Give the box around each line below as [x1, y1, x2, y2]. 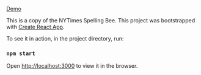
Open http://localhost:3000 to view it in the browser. [6, 62, 138, 70]
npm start [6, 50, 35, 57]
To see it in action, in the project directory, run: [6, 35, 124, 42]
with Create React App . [6, 24, 65, 30]
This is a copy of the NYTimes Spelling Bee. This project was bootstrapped [6, 17, 196, 24]
